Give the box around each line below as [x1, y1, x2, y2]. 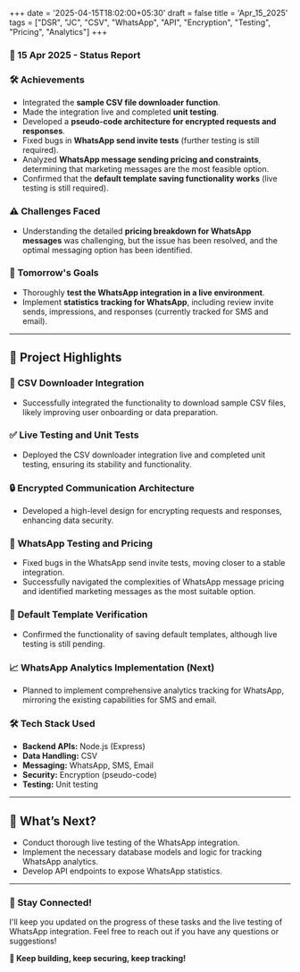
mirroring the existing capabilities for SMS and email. [21, 694, 217, 705]
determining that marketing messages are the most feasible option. [21, 164, 270, 175]
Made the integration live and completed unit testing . [21, 107, 219, 117]
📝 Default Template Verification [9, 609, 148, 621]
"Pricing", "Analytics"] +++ [9, 27, 108, 37]
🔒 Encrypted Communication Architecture [9, 482, 195, 494]
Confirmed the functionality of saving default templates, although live [21, 628, 278, 639]
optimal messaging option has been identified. [21, 244, 193, 255]
